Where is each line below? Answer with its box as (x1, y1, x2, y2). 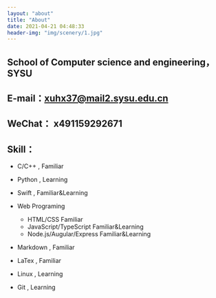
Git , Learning (17, 283, 56, 292)
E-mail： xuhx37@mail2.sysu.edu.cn (7, 93, 169, 104)
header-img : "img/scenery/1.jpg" (7, 29, 103, 36)
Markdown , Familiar (17, 243, 75, 251)
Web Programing (17, 202, 65, 210)
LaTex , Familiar (17, 257, 62, 265)
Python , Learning (17, 176, 68, 184)
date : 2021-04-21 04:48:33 (7, 23, 85, 30)
